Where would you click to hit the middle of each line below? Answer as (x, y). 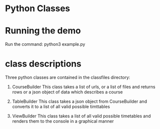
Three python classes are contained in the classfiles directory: (68, 77)
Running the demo (43, 31)
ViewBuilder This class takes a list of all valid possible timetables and (81, 116)
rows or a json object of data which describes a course (67, 92)
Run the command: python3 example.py (45, 44)
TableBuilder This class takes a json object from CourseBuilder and (80, 101)
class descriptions (43, 64)
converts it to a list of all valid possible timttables (61, 107)
